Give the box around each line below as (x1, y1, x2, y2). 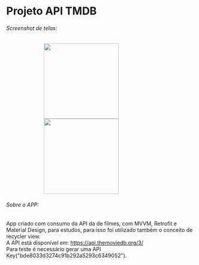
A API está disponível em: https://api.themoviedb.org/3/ (6, 239, 144, 246)
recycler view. (6, 232, 41, 240)
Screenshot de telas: (6, 24, 58, 31)
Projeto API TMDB (6, 4, 97, 18)
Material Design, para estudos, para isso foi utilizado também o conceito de (6, 226, 193, 233)
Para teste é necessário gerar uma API (6, 245, 101, 252)
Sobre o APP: (6, 201, 39, 208)
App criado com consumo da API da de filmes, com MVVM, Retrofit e (6, 220, 177, 227)
